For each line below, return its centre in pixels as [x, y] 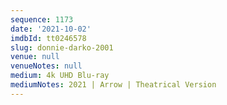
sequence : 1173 [42, 19]
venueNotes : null [46, 66]
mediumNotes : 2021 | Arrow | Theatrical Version [113, 85]
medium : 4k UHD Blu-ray [60, 76]
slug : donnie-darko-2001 [62, 47]
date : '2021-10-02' [51, 29]
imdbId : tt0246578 [48, 38]
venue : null [35, 57]
